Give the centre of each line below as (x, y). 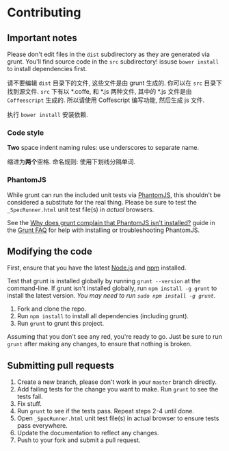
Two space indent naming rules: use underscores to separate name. (103, 148)
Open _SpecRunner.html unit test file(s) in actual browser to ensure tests (118, 418)
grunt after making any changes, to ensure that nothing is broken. (99, 344)
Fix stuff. (29, 404)
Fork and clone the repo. (52, 309)
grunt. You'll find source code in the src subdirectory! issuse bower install (113, 62)
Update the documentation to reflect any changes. (88, 433)
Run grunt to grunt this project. (60, 324)
